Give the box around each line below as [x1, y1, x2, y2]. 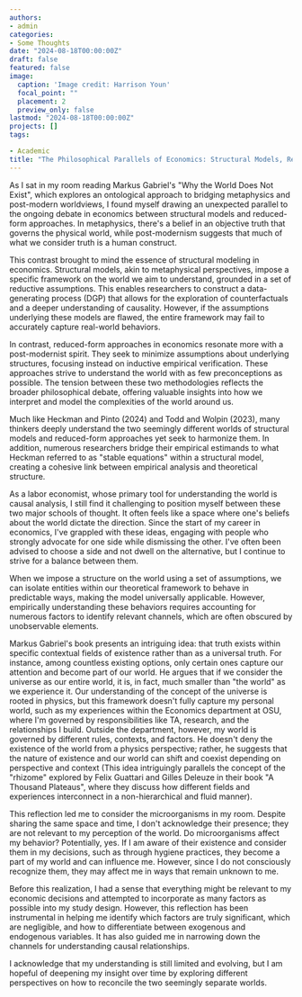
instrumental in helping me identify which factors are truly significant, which [9, 912, 290, 922]
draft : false [9, 55, 58, 64]
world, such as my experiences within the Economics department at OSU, [9, 705, 282, 715]
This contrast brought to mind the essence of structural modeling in [9, 254, 260, 265]
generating [9, 292, 50, 303]
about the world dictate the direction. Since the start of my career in [9, 516, 261, 527]
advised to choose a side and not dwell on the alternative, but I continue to [9, 545, 286, 556]
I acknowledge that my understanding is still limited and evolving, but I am [9, 957, 283, 968]
